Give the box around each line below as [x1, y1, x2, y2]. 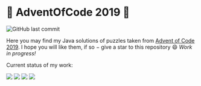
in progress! [6, 49, 36, 57]
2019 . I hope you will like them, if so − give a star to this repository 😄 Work [6, 43, 193, 51]
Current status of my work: [6, 61, 74, 69]
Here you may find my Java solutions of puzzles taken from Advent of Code [6, 37, 195, 44]
